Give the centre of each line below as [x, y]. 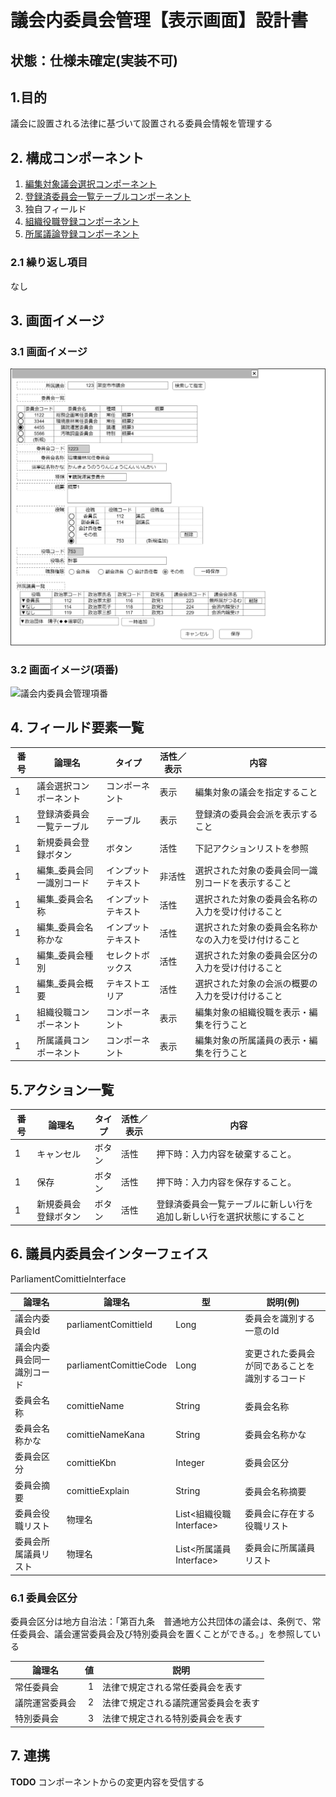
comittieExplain [98, 1491]
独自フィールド [55, 209]
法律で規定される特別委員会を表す [172, 1718]
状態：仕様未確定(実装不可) [94, 60]
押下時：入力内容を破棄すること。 [226, 1153]
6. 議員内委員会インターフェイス [109, 1254]
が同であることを [280, 1365]
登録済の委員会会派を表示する [256, 813]
